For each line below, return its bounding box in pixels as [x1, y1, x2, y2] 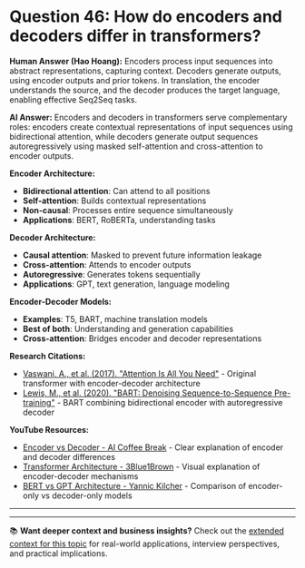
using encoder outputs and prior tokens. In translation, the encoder [9, 74, 261, 85]
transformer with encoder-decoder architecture [22, 377, 202, 388]
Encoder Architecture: [9, 168, 95, 179]
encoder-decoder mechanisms [22, 470, 139, 482]
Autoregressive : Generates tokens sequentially [22, 269, 202, 279]
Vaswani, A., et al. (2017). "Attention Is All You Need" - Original [22, 367, 257, 378]
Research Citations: [9, 350, 86, 361]
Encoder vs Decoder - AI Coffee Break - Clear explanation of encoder [22, 442, 284, 453]
